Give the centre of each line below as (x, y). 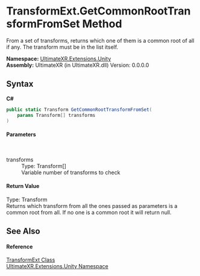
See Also (23, 231)
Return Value (23, 186)
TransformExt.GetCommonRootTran (98, 11)
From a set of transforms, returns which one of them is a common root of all (100, 40)
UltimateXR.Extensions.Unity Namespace (57, 266)
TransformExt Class (31, 260)
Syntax (20, 84)
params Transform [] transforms (56, 115)
